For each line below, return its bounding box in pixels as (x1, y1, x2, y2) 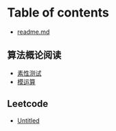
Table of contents (7, 5, 110, 21)
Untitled (16, 116, 40, 125)
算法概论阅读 (7, 50, 62, 61)
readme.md (16, 28, 50, 36)
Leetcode (7, 98, 49, 110)
